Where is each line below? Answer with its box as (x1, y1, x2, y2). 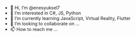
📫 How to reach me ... (10, 26, 58, 32)
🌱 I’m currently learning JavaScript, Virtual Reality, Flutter (10, 15, 131, 21)
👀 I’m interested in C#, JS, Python (10, 10, 81, 16)
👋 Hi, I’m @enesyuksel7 (10, 5, 60, 10)
